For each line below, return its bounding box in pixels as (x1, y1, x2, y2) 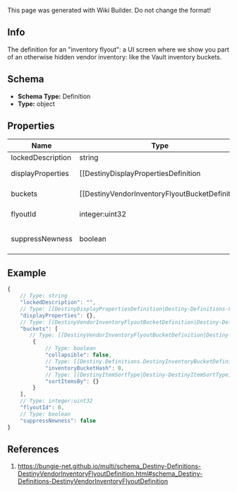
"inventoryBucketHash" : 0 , (44, 364, 125, 372)
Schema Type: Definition (17, 92, 91, 100)
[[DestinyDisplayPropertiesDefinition (79, 169, 201, 179)
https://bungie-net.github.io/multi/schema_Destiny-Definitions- (17, 462, 201, 471)
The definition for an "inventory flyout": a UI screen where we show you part (7, 45, 229, 54)
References (7, 443, 59, 455)
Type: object (17, 99, 55, 108)
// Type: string (20, 293, 68, 300)
